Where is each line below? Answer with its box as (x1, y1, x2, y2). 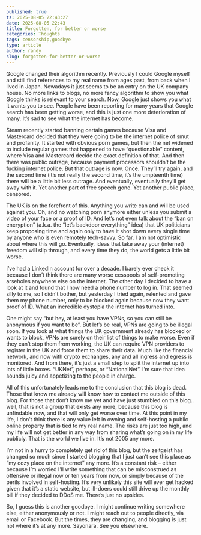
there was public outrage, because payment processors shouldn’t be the (6, 158, 186, 165)
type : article (6, 43, 42, 49)
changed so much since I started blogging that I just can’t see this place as (6, 453, 191, 460)
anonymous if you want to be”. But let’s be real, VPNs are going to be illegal (6, 321, 192, 328)
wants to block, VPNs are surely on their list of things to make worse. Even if (6, 334, 195, 341)
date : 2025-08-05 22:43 (6, 20, 66, 26)
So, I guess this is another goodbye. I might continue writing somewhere (6, 503, 185, 510)
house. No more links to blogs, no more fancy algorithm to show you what (6, 89, 189, 96)
